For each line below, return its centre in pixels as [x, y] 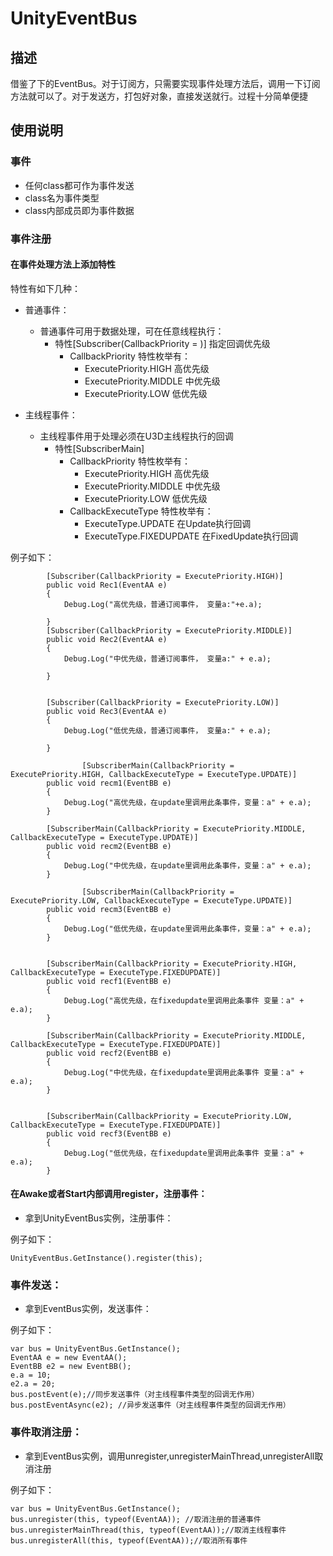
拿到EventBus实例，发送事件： [88, 1309]
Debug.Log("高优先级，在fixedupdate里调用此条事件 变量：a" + [184, 1000]
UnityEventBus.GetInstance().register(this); [106, 1258]
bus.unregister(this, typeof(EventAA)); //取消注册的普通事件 [136, 1519]
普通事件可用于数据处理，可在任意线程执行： [132, 331]
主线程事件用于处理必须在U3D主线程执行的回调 [136, 436]
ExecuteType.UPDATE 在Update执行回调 [168, 523]
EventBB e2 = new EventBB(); [71, 1367]
